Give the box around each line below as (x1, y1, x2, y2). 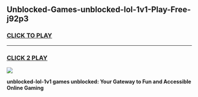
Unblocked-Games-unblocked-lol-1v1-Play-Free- (6, 5, 192, 15)
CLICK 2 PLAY (6, 53, 48, 62)
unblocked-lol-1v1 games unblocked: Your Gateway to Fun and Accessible (6, 78, 192, 85)
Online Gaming (6, 84, 44, 91)
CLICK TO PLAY (6, 32, 52, 40)
